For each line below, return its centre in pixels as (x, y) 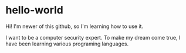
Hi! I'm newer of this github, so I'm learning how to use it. (75, 26)
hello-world (35, 10)
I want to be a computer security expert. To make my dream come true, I (93, 37)
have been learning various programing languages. (67, 44)
